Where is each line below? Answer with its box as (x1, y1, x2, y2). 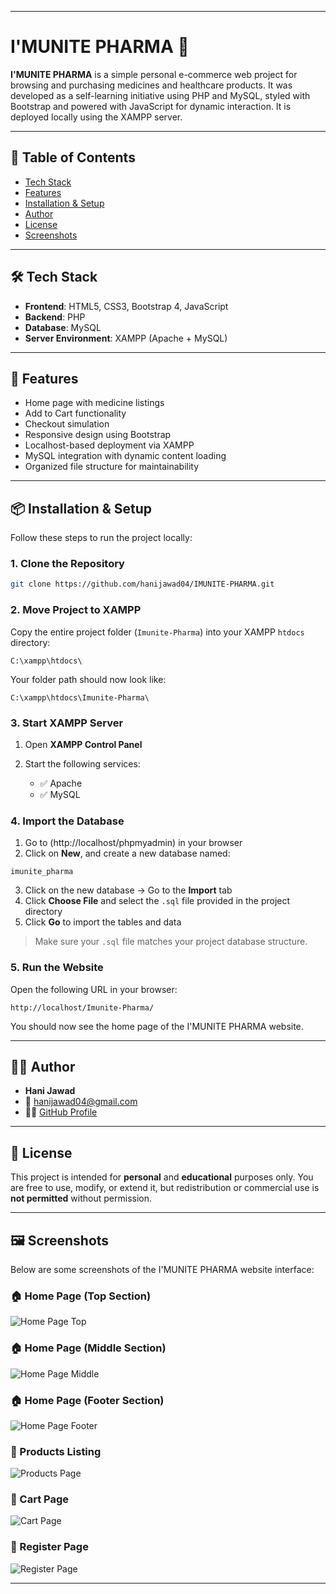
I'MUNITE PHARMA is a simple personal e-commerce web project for (10, 68, 298, 80)
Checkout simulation (24, 418, 110, 430)
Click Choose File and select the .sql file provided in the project (24, 895, 291, 907)
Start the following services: (24, 757, 141, 770)
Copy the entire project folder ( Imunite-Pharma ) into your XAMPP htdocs (10, 626, 305, 638)
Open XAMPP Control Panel (24, 738, 143, 750)
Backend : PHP (24, 311, 86, 323)
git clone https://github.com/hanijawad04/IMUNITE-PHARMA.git (10, 579, 275, 590)
